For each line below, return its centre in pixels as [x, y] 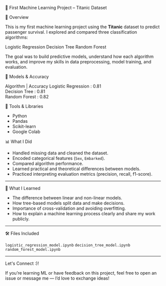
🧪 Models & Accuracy [27, 76]
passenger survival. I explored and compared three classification [71, 32]
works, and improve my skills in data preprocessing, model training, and [78, 62]
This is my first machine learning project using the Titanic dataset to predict [83, 27]
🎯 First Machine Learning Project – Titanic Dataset [56, 8]
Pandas [20, 121]
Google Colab [26, 132]
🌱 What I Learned [23, 188]
